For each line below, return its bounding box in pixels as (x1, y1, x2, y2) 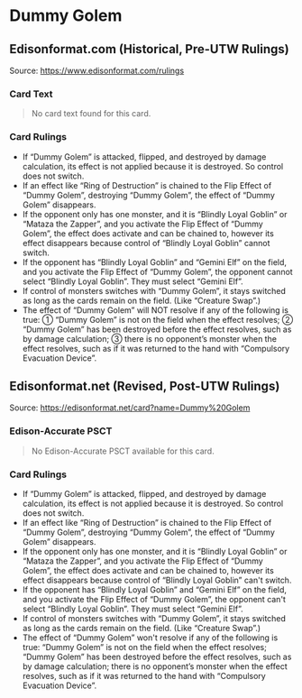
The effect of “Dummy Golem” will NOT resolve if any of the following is (22, 304, 288, 316)
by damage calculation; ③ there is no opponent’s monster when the (22, 333, 278, 344)
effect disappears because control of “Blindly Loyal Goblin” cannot (22, 237, 270, 248)
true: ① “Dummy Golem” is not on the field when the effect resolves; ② (22, 314, 294, 325)
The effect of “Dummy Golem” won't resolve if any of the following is (22, 632, 279, 643)
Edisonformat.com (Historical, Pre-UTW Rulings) (9, 41, 290, 57)
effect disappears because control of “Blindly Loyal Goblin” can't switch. (22, 574, 292, 585)
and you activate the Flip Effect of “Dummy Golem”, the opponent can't (22, 594, 287, 604)
